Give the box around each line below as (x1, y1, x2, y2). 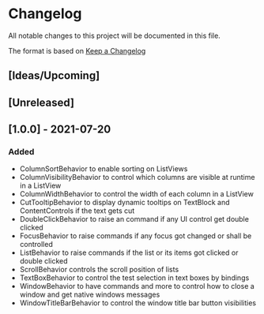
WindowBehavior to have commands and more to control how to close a (19, 282, 255, 291)
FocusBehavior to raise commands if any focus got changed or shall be (19, 231, 252, 241)
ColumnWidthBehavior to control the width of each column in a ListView (19, 189, 255, 199)
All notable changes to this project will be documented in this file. (8, 31, 221, 40)
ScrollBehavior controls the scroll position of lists (19, 265, 179, 275)
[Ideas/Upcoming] (8, 69, 100, 83)
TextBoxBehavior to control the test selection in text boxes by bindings (19, 273, 250, 282)
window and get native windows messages (19, 290, 160, 300)
